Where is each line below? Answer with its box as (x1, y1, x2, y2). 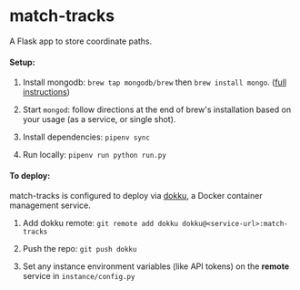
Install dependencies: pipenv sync (22, 131, 150, 142)
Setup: (9, 57, 35, 67)
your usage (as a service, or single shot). (22, 114, 176, 125)
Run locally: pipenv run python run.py (22, 150, 166, 161)
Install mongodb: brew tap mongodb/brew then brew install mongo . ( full (22, 77, 287, 88)
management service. (9, 200, 91, 211)
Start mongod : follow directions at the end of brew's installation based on (22, 104, 292, 115)
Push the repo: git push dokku (22, 243, 137, 254)
